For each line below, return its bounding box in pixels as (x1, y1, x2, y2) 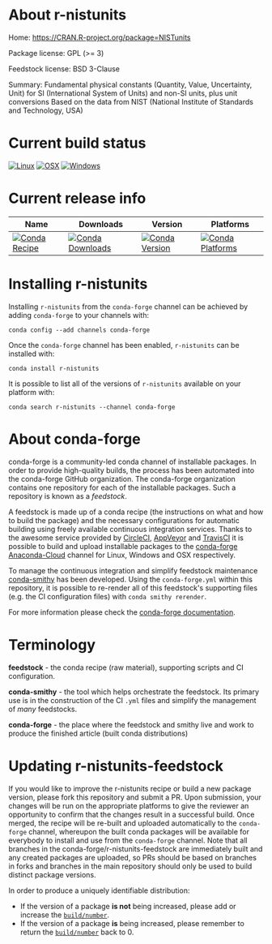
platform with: (8, 387, 55, 397)
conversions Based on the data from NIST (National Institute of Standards (8, 97, 253, 106)
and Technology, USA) (8, 105, 83, 115)
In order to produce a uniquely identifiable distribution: (8, 886, 190, 895)
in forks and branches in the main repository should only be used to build (8, 861, 253, 871)
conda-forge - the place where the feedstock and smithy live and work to (8, 719, 254, 729)
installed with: (8, 349, 55, 358)
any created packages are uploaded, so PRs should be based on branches (8, 852, 257, 862)
